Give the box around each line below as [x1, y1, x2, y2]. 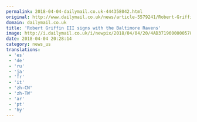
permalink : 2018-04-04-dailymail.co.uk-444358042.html [6, 8, 143, 15]
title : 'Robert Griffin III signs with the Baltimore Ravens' [6, 25, 161, 31]
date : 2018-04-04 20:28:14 [6, 36, 72, 42]
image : [6, 30, 22, 36]
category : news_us [6, 42, 51, 48]
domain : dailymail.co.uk [6, 19, 67, 25]
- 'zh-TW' [8, 90, 33, 96]
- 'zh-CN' [8, 85, 33, 91]
